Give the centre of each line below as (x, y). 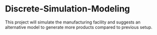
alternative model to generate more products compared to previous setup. (79, 27)
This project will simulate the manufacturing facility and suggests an (73, 22)
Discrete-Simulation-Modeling (68, 9)
